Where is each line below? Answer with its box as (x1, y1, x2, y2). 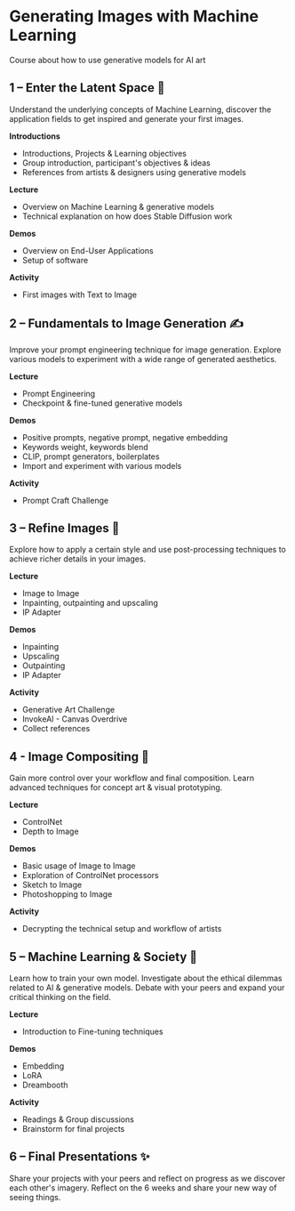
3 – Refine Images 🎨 (9, 521, 120, 536)
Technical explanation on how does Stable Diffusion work (21, 211, 233, 222)
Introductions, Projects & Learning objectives (21, 148, 187, 158)
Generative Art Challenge (21, 705, 116, 715)
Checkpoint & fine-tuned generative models (21, 398, 183, 408)
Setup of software (21, 254, 89, 265)
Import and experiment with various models (21, 460, 182, 471)
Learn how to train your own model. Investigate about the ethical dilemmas (9, 973, 283, 983)
